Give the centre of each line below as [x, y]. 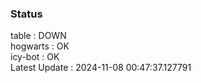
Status [26, 14]
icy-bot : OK [35, 57]
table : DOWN [38, 36]
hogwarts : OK [40, 46]
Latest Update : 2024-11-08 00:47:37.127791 [101, 68]
